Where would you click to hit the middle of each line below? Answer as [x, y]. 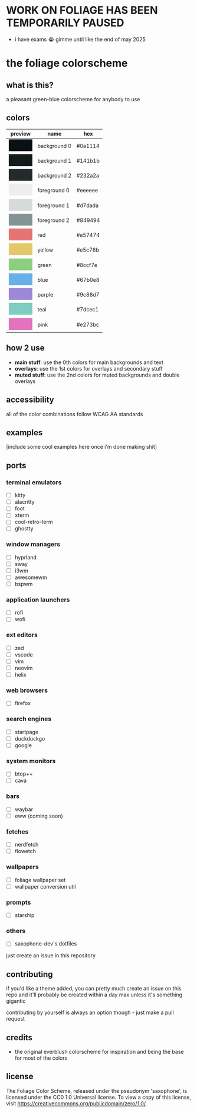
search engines [29, 719]
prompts [19, 902]
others [16, 931]
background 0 [55, 146]
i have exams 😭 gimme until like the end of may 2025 [80, 39]
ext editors [22, 635]
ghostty [24, 529]
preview [21, 134]
